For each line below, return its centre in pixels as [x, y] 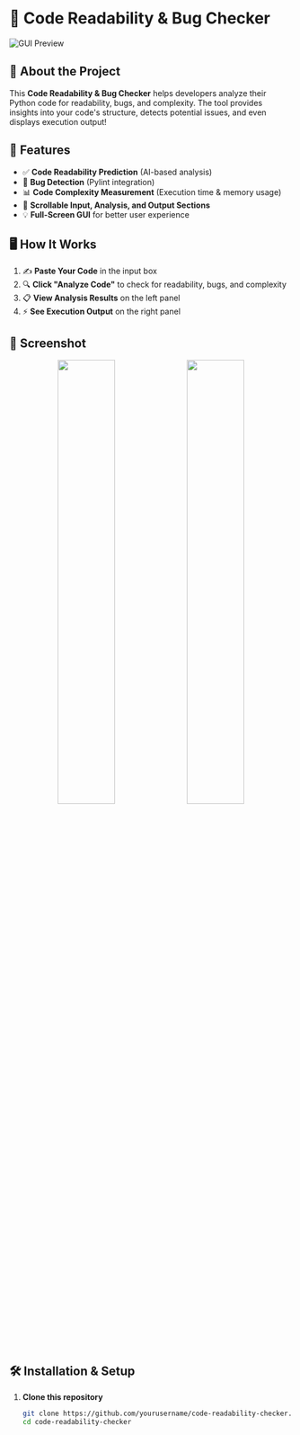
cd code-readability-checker [77, 1422]
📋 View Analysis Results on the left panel [101, 298]
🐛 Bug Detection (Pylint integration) [88, 182]
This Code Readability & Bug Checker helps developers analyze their [138, 93]
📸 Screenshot [48, 343]
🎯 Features [40, 151]
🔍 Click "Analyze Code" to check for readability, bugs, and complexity [154, 285]
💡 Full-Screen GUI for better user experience [106, 214]
